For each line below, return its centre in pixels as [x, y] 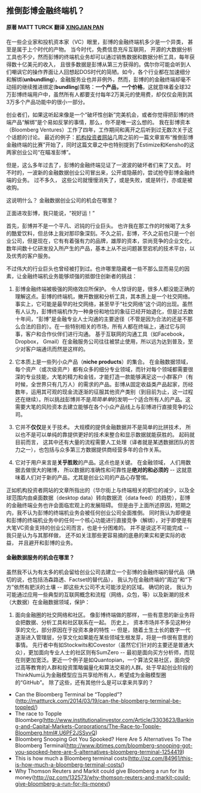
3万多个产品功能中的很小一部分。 [47, 102]
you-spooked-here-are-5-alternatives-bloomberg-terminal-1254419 [99, 752]
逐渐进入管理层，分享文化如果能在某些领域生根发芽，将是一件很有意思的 [104, 637]
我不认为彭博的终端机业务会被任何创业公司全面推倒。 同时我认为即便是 [104, 512]
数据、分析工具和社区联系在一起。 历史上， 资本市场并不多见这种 [106, 622]
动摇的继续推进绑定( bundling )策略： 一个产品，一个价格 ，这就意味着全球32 [99, 87]
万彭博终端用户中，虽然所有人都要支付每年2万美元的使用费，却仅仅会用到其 [100, 94]
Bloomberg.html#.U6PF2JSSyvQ [55, 732]
